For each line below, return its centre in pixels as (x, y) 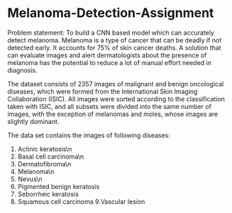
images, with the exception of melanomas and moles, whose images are (113, 114)
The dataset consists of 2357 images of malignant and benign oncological (116, 84)
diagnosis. (22, 70)
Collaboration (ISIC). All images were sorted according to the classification (116, 99)
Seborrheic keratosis (48, 194)
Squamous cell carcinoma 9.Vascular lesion (81, 201)
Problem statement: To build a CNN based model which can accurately (111, 33)
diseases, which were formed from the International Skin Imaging (103, 91)
